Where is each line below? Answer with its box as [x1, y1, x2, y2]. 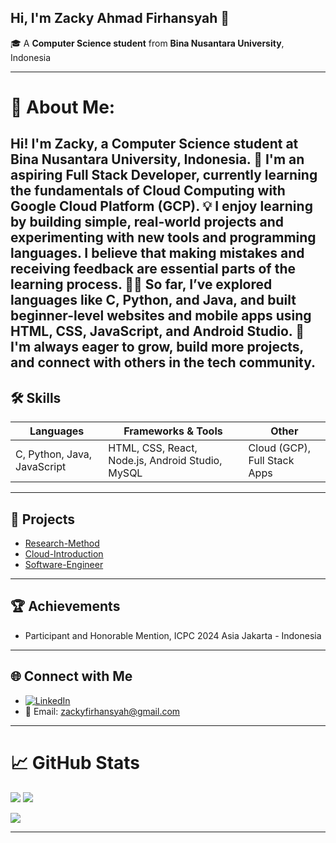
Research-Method [24, 537, 100, 550]
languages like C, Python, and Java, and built [10, 292, 297, 309]
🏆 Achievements [10, 598, 121, 615]
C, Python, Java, [15, 447, 93, 461]
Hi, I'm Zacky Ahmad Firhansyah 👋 [10, 10, 230, 27]
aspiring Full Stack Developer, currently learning [10, 167, 318, 184]
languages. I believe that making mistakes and [10, 245, 305, 262]
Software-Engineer [24, 559, 104, 571]
